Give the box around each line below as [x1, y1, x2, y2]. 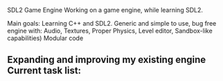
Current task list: [7, 65, 82, 77]
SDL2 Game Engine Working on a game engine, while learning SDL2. [7, 6, 203, 14]
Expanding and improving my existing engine [7, 54, 206, 66]
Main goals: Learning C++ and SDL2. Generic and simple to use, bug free [7, 19, 217, 27]
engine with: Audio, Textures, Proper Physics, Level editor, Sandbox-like [7, 27, 213, 35]
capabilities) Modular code [7, 34, 84, 42]
